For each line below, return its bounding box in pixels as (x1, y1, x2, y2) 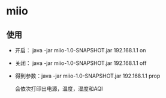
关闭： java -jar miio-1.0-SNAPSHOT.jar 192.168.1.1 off (14, 60, 147, 67)
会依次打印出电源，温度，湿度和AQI (14, 85, 103, 92)
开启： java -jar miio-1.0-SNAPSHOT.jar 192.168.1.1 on (14, 47, 146, 54)
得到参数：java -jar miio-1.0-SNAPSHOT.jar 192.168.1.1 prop (14, 72, 161, 79)
